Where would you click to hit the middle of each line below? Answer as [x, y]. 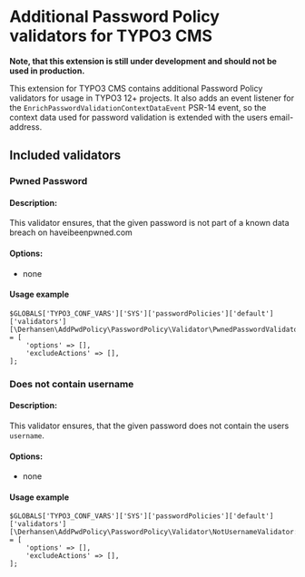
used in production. [47, 71]
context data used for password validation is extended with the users [138, 117]
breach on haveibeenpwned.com [71, 232]
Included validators [65, 156]
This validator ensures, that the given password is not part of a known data [149, 223]
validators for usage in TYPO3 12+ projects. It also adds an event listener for [152, 98]
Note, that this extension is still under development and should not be [143, 61]
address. [26, 127]
